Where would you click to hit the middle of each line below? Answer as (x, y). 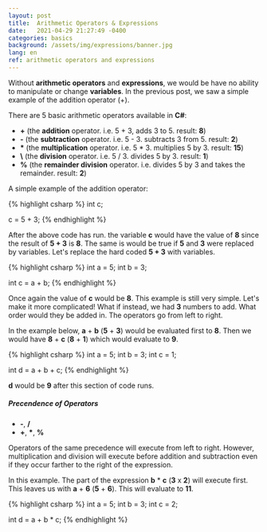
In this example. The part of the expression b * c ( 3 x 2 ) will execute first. (128, 480)
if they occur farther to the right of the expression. (90, 464)
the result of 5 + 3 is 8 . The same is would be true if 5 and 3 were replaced (131, 243)
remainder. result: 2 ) (53, 173)
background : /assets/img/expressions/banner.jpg (90, 45)
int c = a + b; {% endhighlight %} (63, 282)
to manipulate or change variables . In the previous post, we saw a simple (129, 91)
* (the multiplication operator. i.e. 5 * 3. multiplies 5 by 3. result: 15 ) (132, 148)
